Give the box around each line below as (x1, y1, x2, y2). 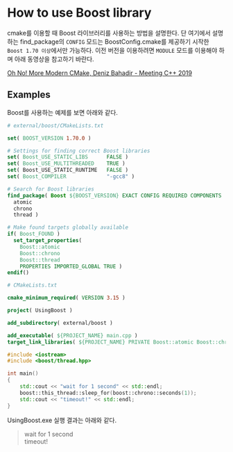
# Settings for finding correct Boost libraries (7, 147, 150, 154)
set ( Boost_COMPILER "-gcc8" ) (7, 173, 135, 180)
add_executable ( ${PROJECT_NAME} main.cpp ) (7, 332, 138, 339)
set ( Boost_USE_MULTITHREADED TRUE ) (7, 160, 126, 168)
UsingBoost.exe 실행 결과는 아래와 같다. (7, 416, 116, 424)
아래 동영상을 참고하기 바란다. (14, 54, 95, 63)
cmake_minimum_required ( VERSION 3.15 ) (7, 294, 126, 302)
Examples (7, 89, 51, 101)
